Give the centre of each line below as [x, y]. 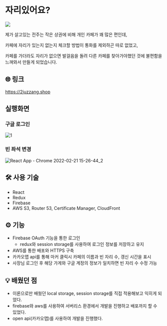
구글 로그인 [18, 124]
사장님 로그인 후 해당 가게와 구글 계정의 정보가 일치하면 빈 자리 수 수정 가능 [85, 263]
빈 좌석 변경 [18, 149]
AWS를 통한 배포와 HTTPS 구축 [43, 250]
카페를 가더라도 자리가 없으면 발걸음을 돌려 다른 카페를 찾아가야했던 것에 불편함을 [84, 56]
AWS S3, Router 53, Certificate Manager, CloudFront [66, 208]
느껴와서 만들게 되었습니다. [31, 62]
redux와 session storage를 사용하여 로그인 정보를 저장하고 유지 [82, 244]
